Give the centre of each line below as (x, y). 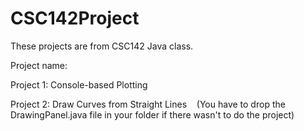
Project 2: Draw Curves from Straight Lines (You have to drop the (148, 104)
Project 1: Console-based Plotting (79, 84)
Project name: (39, 65)
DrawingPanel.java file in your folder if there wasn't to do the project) (152, 114)
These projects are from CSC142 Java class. (102, 46)
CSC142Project (75, 18)
